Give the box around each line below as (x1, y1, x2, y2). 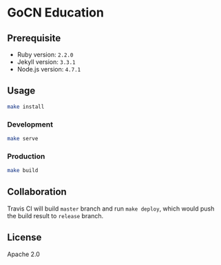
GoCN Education (7, 5, 105, 21)
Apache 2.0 (7, 250, 40, 258)
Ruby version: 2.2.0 (17, 50, 74, 59)
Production (7, 151, 45, 161)
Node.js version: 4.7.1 (17, 65, 81, 73)
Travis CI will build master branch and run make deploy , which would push (7, 204, 215, 213)
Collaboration (7, 186, 67, 198)
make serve (7, 135, 39, 142)
